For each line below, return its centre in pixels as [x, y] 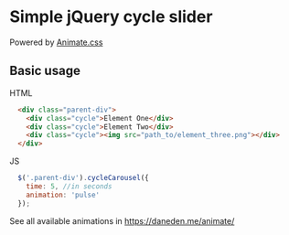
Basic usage [45, 71]
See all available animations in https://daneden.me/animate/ [122, 220]
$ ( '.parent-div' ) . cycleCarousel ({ [83, 178]
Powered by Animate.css [56, 42]
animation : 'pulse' [63, 195]
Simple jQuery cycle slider [111, 17]
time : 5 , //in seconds [69, 187]
